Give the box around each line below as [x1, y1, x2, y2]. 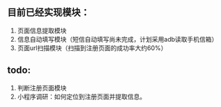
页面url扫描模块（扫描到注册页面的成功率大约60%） [17, 44, 167, 52]
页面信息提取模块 [17, 26, 67, 35]
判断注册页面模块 [17, 83, 67, 92]
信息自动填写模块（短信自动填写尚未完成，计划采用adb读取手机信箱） [17, 35, 218, 43]
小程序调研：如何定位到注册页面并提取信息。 [17, 92, 146, 101]
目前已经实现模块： [7, 6, 90, 19]
